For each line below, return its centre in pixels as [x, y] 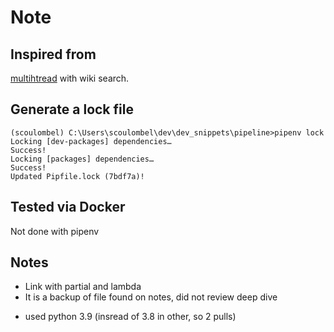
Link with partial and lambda [83, 287]
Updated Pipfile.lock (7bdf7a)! [77, 176]
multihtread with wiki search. [70, 78]
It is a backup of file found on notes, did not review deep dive [151, 297]
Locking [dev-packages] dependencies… [91, 141]
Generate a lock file [72, 109]
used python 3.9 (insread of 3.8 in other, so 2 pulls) [130, 317]
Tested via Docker [68, 207]
